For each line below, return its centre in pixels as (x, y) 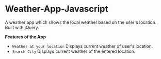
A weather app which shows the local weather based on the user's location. (81, 22)
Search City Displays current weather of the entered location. (74, 51)
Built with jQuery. (22, 27)
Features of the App (25, 37)
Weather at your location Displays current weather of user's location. (82, 46)
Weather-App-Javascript (56, 9)
